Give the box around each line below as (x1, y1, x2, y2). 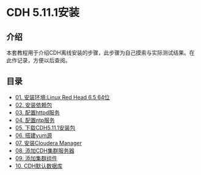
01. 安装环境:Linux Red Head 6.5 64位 (15, 93, 110, 101)
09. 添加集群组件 (15, 154, 57, 162)
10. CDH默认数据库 (15, 162, 63, 170)
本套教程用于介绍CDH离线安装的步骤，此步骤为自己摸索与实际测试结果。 (6, 49, 189, 56)
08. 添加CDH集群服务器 (15, 147, 75, 154)
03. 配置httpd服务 (15, 109, 60, 116)
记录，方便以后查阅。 (16, 57, 71, 64)
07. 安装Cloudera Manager (15, 139, 82, 146)
